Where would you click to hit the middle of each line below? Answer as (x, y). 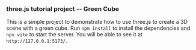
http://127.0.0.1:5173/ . (37, 41)
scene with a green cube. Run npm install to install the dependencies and (98, 28)
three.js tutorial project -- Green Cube (63, 9)
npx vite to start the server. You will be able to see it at (74, 35)
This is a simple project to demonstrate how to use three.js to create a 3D (97, 22)
